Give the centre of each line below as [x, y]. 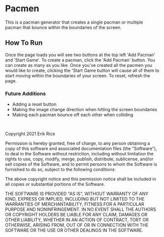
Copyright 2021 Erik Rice [30, 134]
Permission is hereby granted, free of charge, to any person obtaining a [78, 144]
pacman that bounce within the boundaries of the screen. [63, 27]
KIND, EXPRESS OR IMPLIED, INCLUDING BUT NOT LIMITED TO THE [75, 199]
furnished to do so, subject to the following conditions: [60, 170]
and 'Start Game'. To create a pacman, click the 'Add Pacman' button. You [80, 60]
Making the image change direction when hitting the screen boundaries [85, 110]
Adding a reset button [34, 104]
